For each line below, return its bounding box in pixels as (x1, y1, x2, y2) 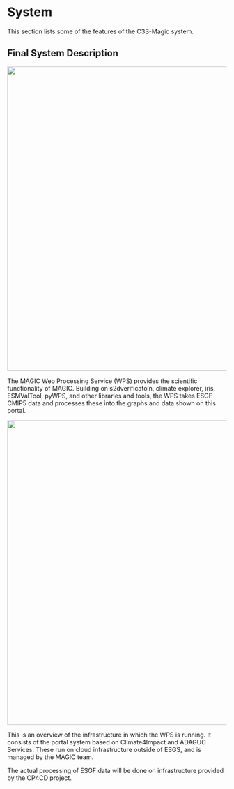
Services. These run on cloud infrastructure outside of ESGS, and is (7, 745, 202, 753)
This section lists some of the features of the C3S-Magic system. (7, 27, 194, 36)
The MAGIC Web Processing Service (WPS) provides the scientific (7, 377, 198, 385)
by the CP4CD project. (7, 774, 72, 782)
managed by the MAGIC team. (7, 753, 94, 761)
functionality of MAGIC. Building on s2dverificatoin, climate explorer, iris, (7, 384, 216, 392)
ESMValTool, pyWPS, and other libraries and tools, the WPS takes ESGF (7, 391, 212, 400)
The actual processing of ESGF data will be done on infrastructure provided (7, 766, 224, 774)
